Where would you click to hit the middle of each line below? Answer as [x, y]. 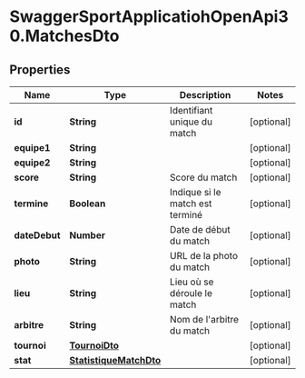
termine [31, 204]
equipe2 [32, 163]
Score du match [203, 177]
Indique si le [195, 192]
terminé [186, 215]
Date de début [200, 229]
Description [205, 95]
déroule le [191, 293]
